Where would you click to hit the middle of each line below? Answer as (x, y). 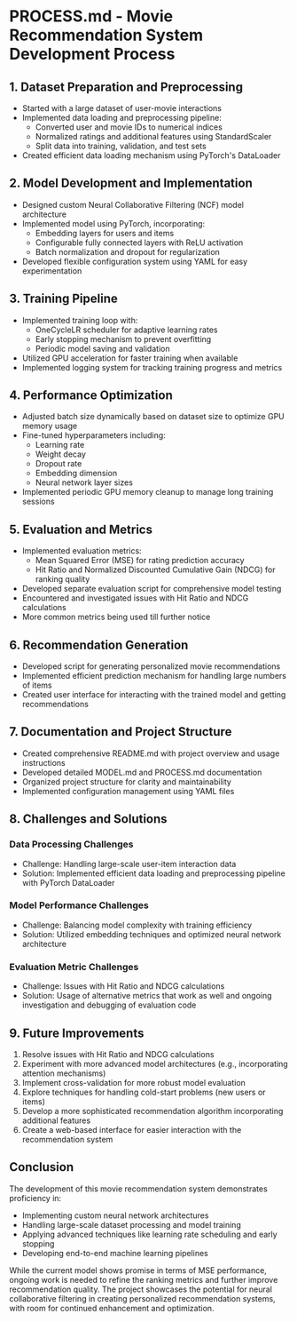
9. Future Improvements (77, 1033)
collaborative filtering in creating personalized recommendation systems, (143, 1298)
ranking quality (63, 579)
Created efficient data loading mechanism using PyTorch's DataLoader (151, 155)
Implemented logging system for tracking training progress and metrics (152, 367)
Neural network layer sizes (84, 482)
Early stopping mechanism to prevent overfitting (123, 338)
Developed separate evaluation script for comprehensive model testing (152, 589)
